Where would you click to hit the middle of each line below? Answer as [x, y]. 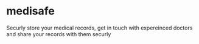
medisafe [30, 11]
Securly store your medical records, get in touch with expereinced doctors [100, 28]
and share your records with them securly [59, 34]
